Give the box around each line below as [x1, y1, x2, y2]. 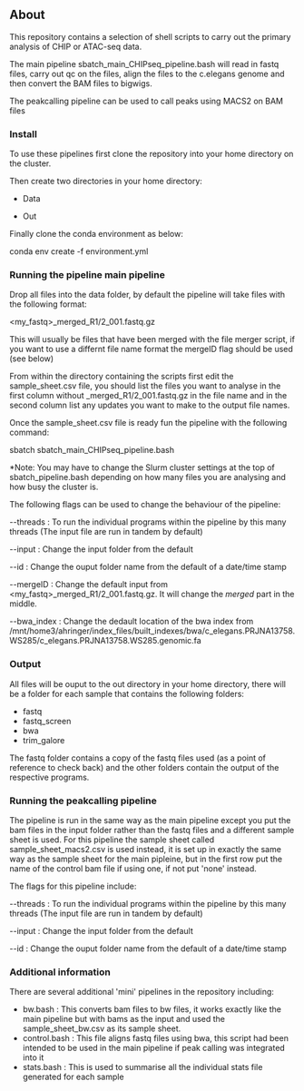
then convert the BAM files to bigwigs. [9, 77, 152, 89]
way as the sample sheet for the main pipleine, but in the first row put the [9, 853, 283, 864]
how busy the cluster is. [9, 481, 99, 493]
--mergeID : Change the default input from [9, 579, 169, 590]
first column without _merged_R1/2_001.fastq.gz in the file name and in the [9, 390, 288, 401]
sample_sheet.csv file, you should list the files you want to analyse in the [9, 380, 281, 391]
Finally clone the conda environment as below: [9, 229, 183, 240]
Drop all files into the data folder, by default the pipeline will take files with [9, 290, 286, 300]
